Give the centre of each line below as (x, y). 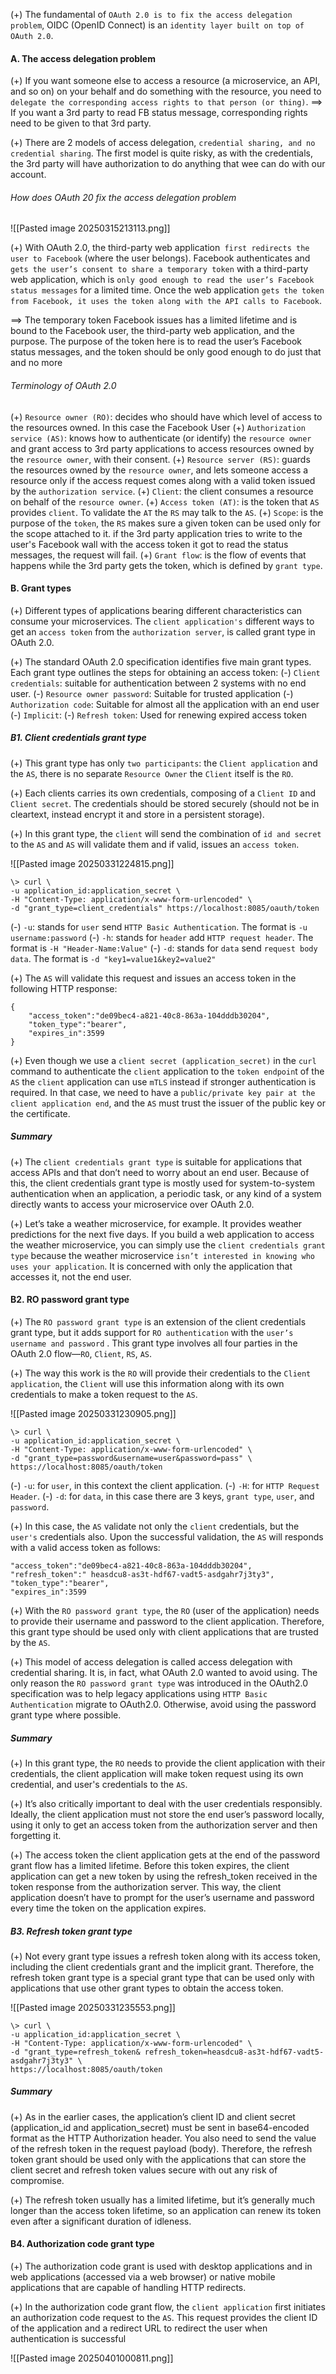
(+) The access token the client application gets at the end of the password (165, 1855)
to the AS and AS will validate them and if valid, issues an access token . (155, 844)
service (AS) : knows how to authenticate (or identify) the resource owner (161, 438)
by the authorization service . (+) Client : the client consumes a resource (162, 491)
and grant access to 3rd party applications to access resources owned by (162, 448)
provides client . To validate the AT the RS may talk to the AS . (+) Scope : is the (167, 512)
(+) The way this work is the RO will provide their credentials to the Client (161, 1373)
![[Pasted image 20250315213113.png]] (90, 228)
